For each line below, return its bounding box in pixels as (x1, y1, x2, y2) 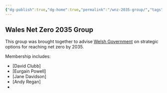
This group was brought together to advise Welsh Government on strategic (5, 39, 159, 45)
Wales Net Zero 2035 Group (5, 26, 93, 34)
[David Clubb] (12, 63, 41, 69)
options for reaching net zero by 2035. (5, 44, 84, 50)
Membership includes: (5, 53, 51, 59)
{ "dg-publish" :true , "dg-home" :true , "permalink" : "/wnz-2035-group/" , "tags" (5, 7, 164, 12)
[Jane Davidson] (12, 74, 46, 80)
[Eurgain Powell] (12, 68, 46, 74)
